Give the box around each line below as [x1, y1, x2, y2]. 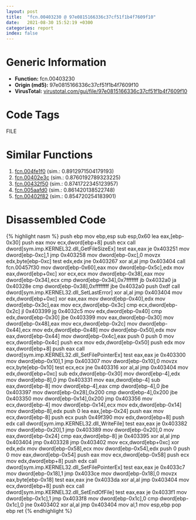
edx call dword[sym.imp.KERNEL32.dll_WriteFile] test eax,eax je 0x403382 [6, 420, 188, 427]
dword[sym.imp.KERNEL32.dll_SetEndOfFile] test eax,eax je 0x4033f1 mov [6, 488, 187, 495]
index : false [6, 31, 38, 36]
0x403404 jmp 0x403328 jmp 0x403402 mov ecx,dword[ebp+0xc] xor [6, 438, 180, 445]
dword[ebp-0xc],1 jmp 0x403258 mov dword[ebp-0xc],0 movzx [6, 251, 161, 259]
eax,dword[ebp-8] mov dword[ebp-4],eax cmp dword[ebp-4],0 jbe [6, 383, 169, 390]
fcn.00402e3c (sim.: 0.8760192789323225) [14, 174, 121, 181]
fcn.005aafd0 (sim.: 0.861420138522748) [14, 186, 116, 193]
